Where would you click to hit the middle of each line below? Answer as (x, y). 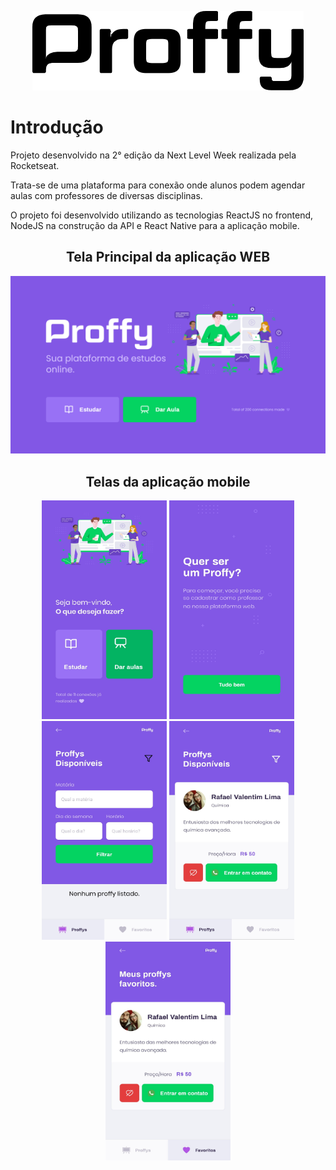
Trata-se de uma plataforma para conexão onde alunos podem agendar (158, 185)
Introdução (57, 127)
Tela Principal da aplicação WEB (168, 257)
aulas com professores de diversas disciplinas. (106, 195)
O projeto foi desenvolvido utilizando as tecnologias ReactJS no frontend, (162, 215)
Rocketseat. (35, 165)
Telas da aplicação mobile (168, 481)
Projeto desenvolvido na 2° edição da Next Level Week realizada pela (153, 155)
